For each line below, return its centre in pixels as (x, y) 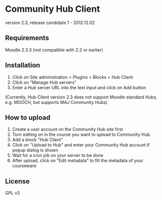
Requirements (27, 38)
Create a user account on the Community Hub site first (67, 129)
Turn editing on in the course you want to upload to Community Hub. (81, 135)
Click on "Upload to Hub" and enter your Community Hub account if (81, 145)
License (17, 181)
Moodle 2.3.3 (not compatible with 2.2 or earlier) (54, 50)
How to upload (28, 117)
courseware (24, 166)
